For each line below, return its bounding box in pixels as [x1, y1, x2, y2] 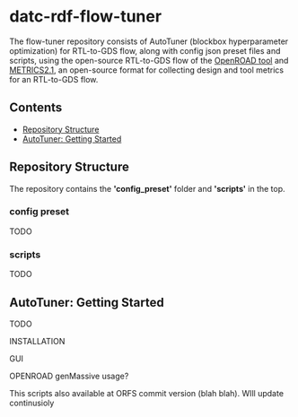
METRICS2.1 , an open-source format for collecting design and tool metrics [9, 65, 285, 75]
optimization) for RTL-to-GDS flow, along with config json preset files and [9, 45, 281, 56]
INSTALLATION [9, 335, 66, 346]
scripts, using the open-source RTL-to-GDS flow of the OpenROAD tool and [9, 55, 289, 65]
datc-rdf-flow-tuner [9, 6, 162, 27]
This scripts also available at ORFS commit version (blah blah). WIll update [9, 387, 285, 398]
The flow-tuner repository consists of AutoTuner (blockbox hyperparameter [9, 36, 289, 47]
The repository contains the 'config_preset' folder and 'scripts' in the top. [9, 183, 285, 194]
